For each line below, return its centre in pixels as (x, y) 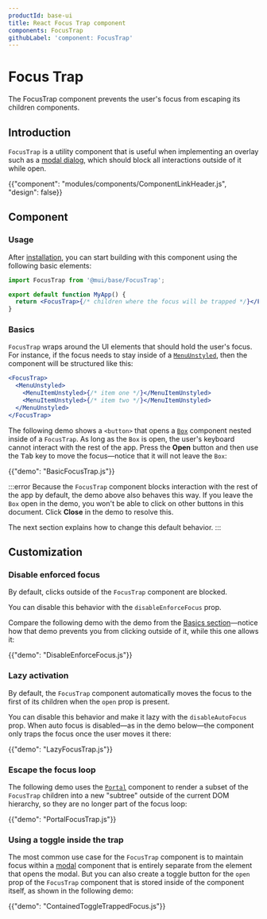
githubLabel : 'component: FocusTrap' (71, 38)
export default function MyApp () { (67, 295)
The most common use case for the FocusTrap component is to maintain (126, 857)
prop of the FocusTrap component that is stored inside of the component (126, 882)
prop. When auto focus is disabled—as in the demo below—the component (131, 725)
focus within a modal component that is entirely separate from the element (130, 866)
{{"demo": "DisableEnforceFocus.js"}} (70, 655)
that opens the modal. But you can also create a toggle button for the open (129, 874)
